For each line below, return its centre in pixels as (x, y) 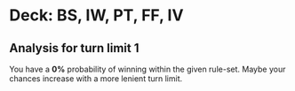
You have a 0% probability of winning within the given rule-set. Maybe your (147, 69)
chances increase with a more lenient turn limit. (96, 79)
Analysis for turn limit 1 (74, 48)
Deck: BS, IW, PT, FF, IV (96, 15)
